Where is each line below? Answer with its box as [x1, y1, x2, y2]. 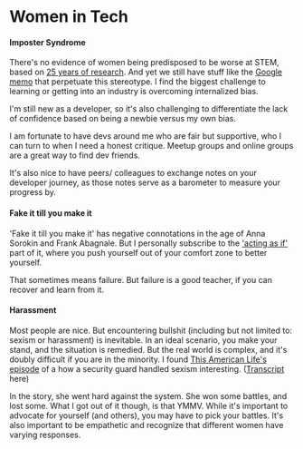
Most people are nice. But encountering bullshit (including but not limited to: [9, 325, 292, 336]
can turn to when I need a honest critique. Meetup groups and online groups [9, 141, 294, 151]
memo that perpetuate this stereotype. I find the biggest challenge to [9, 76, 267, 87]
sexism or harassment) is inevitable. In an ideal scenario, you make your [9, 334, 278, 346]
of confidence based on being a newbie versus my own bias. [9, 113, 237, 124]
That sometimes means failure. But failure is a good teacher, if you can [9, 274, 273, 285]
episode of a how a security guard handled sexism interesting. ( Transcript [9, 363, 285, 374]
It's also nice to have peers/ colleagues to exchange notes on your [9, 168, 258, 179]
